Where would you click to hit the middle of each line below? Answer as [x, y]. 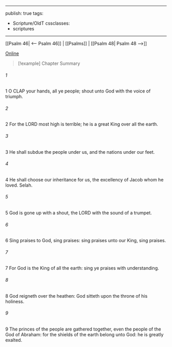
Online [12, 53]
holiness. [15, 301]
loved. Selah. [19, 185]
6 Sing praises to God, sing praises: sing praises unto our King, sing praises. [86, 241]
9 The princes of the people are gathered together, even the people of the [83, 329]
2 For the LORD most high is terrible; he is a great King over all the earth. [82, 124]
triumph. [14, 97]
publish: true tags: [24, 13]
